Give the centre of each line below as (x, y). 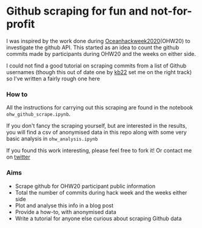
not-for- (171, 11)
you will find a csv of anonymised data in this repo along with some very (96, 133)
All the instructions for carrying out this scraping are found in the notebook (100, 108)
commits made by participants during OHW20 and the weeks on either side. (101, 54)
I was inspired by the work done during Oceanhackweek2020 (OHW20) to (98, 41)
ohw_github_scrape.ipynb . (39, 114)
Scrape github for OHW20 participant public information (85, 186)
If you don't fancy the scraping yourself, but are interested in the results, (96, 126)
